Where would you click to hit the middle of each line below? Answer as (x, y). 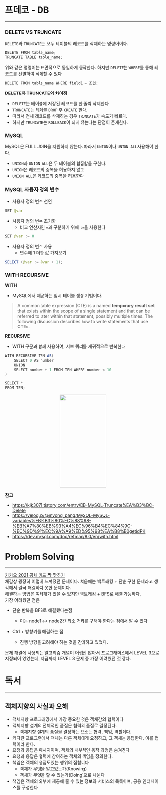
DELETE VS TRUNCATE (33, 32)
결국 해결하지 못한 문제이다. (44, 588)
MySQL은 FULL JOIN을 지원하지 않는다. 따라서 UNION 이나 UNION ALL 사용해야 (79, 147)
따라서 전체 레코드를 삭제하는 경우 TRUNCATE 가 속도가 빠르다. (70, 116)
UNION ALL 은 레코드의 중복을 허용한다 (48, 176)
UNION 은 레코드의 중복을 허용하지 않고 (48, 170)
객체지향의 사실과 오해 (37, 706)
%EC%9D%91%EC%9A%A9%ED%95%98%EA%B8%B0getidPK (79, 531)
